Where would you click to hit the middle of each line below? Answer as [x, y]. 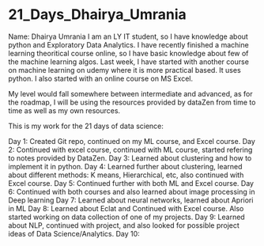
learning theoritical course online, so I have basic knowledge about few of [128, 53]
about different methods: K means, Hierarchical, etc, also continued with [126, 175]
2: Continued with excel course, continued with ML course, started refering [130, 149]
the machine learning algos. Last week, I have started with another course [128, 62]
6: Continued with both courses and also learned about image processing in [132, 191]
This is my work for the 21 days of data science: [86, 126]
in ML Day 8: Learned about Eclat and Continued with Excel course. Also [126, 208]
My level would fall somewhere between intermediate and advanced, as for [130, 93]
